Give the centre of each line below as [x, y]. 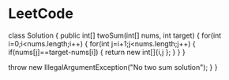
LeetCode [41, 14]
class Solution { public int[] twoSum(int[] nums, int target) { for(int [115, 35]
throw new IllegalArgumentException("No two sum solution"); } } [113, 67]
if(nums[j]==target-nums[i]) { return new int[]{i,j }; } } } [97, 52]
